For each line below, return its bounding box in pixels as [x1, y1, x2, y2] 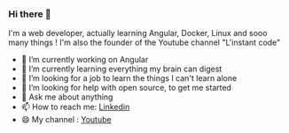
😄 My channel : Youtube [20, 115, 112, 125]
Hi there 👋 [8, 8, 52, 20]
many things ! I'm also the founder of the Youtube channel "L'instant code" [8, 37, 281, 48]
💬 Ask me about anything [20, 92, 113, 102]
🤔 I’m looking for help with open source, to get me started [20, 83, 232, 93]
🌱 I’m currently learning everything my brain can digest [20, 63, 223, 74]
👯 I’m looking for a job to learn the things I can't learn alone [20, 73, 238, 84]
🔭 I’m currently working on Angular [20, 55, 149, 65]
